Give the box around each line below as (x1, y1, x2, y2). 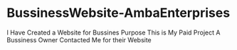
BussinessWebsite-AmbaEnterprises (6, 5, 231, 21)
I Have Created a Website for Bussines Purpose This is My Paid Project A (6, 28, 221, 37)
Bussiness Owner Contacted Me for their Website (6, 35, 152, 44)
